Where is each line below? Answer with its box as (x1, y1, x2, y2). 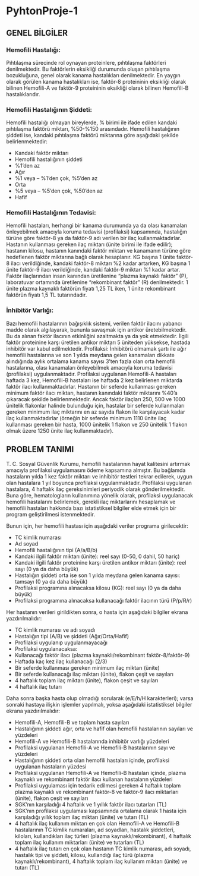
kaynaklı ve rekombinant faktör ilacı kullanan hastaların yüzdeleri (14, 776, 173, 783)
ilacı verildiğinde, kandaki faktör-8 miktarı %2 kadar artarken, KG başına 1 (11, 260, 191, 267)
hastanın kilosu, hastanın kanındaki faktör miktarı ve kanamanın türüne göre (6, 247, 191, 254)
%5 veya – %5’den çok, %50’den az (14, 187, 103, 194)
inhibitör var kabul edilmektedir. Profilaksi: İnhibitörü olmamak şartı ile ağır (6, 345, 187, 352)
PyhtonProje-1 (6, 4, 78, 18)
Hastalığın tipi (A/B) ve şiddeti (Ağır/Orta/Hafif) (14, 632, 129, 639)
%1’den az (14, 162, 40, 169)
